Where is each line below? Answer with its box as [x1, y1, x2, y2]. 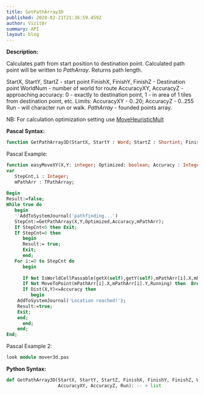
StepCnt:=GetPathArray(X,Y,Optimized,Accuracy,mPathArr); [14, 218, 165, 225]
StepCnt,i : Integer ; [14, 173, 69, 179]
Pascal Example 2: [6, 343, 53, 350]
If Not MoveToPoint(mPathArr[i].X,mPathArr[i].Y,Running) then [22, 281, 186, 287]
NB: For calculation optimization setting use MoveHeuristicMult [6, 116, 164, 123]
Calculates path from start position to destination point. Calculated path [6, 60, 185, 67]
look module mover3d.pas [6, 354, 69, 360]
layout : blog [6, 32, 39, 38]
